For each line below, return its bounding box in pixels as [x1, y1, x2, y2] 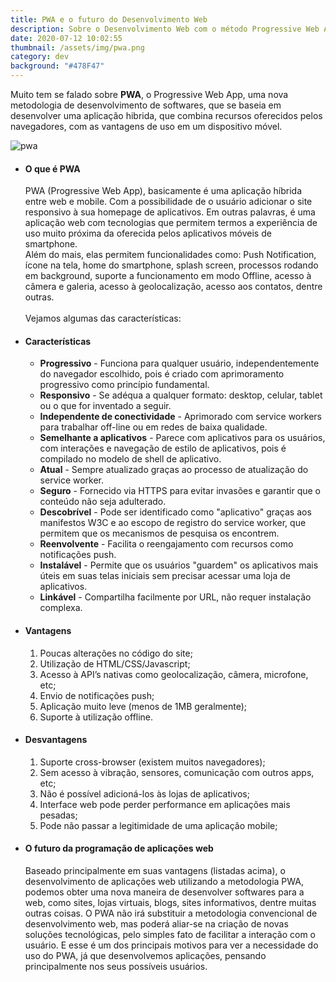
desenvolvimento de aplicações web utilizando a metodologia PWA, [24, 876, 304, 888]
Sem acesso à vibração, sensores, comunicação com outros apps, [39, 766, 315, 778]
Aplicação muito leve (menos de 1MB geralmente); [39, 700, 247, 712]
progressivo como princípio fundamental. [39, 379, 210, 391]
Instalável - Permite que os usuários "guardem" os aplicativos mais [39, 559, 319, 571]
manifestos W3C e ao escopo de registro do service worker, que [39, 517, 307, 529]
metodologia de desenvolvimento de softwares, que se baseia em [10, 99, 282, 111]
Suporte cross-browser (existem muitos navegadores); [39, 756, 266, 768]
